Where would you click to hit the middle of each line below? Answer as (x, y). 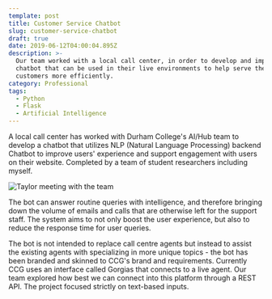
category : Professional (49, 83)
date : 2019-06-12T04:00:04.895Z (63, 46)
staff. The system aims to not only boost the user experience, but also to (129, 219)
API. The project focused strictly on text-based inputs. (99, 286)
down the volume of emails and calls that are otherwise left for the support (133, 211)
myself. (21, 171)
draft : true (28, 38)
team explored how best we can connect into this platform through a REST (132, 278)
